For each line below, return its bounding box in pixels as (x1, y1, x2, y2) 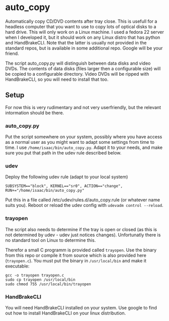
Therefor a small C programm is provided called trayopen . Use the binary (5, 247, 157, 253)
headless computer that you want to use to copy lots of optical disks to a (5, 23, 156, 29)
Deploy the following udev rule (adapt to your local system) (5, 174, 128, 180)
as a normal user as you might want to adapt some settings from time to (5, 139, 155, 145)
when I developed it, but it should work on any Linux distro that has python (5, 34, 160, 40)
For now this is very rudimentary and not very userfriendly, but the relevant (5, 104, 161, 110)
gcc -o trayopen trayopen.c (5, 273, 65, 278)
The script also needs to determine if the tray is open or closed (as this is (5, 226, 157, 232)
